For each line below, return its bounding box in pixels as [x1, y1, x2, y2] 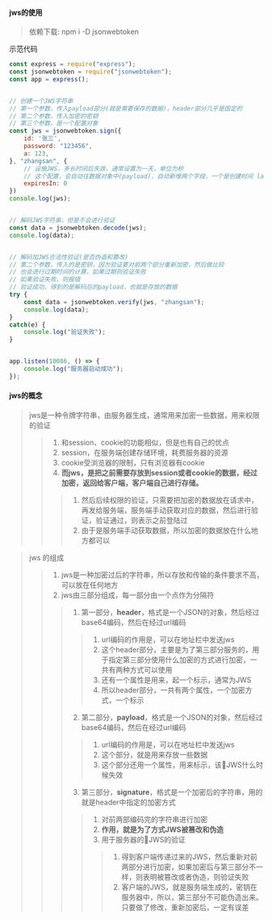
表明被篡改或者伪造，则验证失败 [142, 872, 249, 882]
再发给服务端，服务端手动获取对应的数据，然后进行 [81, 505, 252, 515]
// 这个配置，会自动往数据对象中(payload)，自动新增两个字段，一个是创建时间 [23, 172, 253, 180]
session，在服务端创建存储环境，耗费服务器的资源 [61, 448, 228, 458]
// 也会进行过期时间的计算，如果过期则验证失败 [9, 268, 147, 276]
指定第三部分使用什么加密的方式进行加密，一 [108, 655, 257, 665]
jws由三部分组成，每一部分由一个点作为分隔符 [61, 590, 215, 600]
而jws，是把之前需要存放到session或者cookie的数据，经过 [61, 468, 257, 478]
